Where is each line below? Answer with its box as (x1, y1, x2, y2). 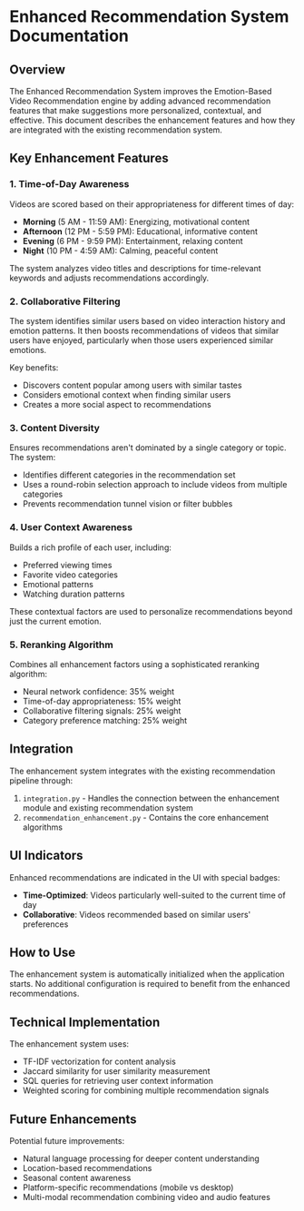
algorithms (22, 822, 64, 832)
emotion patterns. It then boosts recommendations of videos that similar (9, 325, 279, 336)
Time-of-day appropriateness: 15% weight (22, 695, 181, 706)
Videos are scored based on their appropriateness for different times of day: (9, 198, 295, 210)
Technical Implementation (9, 1014, 161, 1029)
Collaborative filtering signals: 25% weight (22, 705, 181, 716)
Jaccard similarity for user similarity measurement (22, 1066, 211, 1077)
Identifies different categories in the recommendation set (22, 469, 236, 480)
